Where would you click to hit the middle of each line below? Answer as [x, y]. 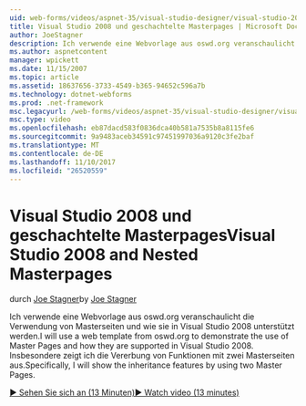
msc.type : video [40, 120]
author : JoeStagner [46, 35]
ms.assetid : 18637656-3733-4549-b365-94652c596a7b [107, 86]
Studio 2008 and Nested [104, 254]
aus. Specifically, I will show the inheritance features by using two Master [146, 365]
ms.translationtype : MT [55, 145]
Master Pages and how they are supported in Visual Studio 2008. [132, 346]
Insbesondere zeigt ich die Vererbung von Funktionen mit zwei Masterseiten [152, 356]
